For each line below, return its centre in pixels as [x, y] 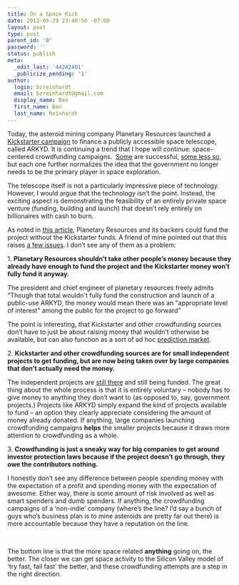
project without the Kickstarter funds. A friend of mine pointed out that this [117, 237]
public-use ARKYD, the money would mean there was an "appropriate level [118, 302]
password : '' [27, 47]
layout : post [27, 27]
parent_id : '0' [30, 41]
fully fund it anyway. [39, 274]
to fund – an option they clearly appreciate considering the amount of [110, 412]
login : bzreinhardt [43, 87]
